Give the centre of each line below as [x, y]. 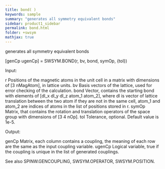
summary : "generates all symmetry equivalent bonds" [60, 19]
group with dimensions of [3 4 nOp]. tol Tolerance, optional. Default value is [82, 117]
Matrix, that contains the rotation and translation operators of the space [78, 111]
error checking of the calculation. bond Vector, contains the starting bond [80, 90]
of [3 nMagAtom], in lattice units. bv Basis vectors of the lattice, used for [79, 85]
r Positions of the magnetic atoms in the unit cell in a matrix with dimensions [82, 80]
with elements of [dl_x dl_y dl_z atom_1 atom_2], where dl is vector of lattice [81, 96]
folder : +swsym [21, 33]
